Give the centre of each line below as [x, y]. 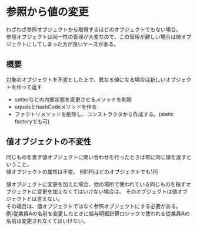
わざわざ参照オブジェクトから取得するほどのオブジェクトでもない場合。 [94, 29]
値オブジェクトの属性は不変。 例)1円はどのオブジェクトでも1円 [82, 171]
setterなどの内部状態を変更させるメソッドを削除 [73, 99]
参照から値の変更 [48, 12]
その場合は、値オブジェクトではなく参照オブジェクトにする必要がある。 [94, 206]
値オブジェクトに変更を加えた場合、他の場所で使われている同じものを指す [96, 184]
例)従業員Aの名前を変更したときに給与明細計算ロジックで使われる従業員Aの [98, 213]
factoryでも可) [32, 121]
